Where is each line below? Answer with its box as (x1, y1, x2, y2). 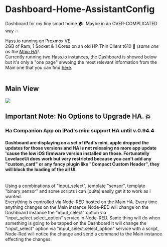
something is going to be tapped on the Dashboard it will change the (5, 220, 147, 226)
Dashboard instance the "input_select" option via (5, 210, 106, 216)
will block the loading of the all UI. (5, 166, 77, 172)
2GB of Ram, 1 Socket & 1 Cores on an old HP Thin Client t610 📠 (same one (5, 43, 159, 49)
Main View (5, 85, 39, 93)
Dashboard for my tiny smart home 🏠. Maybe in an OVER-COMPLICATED (5, 20, 158, 26)
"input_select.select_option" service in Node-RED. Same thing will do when (5, 215, 160, 221)
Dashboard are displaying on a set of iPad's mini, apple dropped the (5, 139, 149, 145)
